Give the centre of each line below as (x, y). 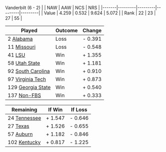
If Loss (79, 110)
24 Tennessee (24, 118)
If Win (55, 110)
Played (29, 31)
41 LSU (17, 55)
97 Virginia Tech (27, 79)
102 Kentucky (24, 142)
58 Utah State (24, 63)
